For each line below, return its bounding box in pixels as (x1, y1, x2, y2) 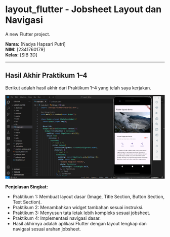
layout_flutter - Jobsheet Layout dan (5, 4, 162, 15)
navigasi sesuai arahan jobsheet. (12, 226, 81, 232)
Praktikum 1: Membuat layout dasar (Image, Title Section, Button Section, (12, 193, 165, 199)
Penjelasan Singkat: (5, 184, 48, 190)
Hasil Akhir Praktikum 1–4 (5, 71, 88, 80)
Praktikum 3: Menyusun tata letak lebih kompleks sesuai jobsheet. (12, 210, 151, 216)
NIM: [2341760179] (5, 46, 46, 52)
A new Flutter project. (5, 31, 51, 37)
